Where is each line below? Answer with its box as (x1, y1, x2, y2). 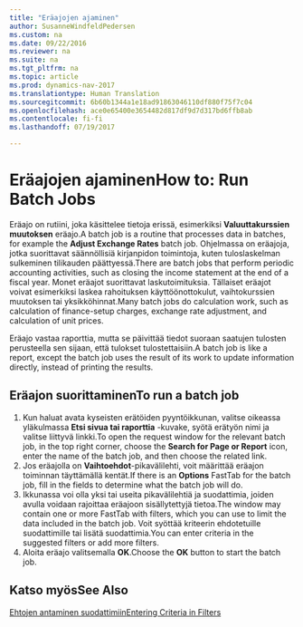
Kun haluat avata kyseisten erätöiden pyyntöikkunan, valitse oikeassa (22, 411, 281, 422)
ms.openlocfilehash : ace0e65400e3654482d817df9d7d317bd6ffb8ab (9, 106, 253, 115)
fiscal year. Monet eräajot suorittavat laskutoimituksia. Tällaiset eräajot (9, 276, 271, 287)
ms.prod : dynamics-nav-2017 (9, 81, 116, 90)
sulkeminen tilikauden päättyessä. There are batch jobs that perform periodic (9, 257, 294, 268)
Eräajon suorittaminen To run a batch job (9, 388, 240, 403)
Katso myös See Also (9, 583, 128, 598)
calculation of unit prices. (9, 314, 104, 326)
